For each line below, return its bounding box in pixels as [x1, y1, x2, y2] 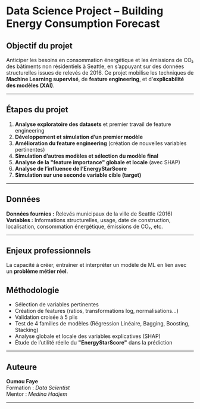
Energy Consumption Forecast [6, 17, 160, 30]
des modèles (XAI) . [6, 82, 55, 89]
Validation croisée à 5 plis [14, 313, 78, 321]
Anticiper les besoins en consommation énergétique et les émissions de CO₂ [6, 57, 194, 63]
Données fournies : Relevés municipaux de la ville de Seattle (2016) [6, 210, 173, 217]
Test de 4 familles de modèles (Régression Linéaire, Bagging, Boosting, [14, 320, 190, 327]
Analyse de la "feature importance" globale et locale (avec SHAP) [14, 158, 180, 165]
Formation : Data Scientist [6, 384, 70, 392]
